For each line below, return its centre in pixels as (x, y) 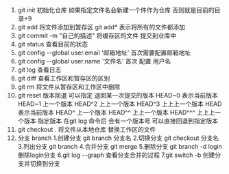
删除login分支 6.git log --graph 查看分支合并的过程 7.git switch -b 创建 (116, 155)
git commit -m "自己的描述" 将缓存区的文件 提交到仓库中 (97, 35)
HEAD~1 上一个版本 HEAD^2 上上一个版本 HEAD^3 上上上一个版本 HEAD (120, 104)
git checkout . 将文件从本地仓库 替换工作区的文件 (87, 129)
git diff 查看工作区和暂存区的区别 (64, 78)
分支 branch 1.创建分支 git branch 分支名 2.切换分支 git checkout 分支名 (118, 138)
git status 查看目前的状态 (53, 44)
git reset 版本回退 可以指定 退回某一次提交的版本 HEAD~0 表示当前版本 (118, 95)
